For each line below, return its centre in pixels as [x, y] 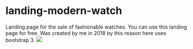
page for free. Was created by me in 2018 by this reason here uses [86, 33]
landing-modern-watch [64, 11]
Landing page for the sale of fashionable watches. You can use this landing [96, 27]
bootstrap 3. [20, 40]
